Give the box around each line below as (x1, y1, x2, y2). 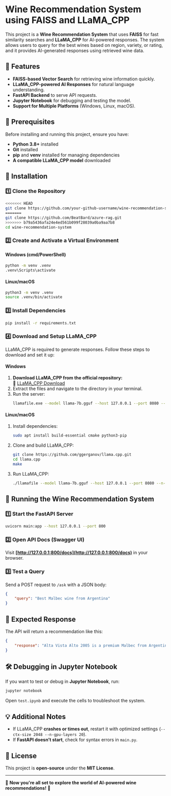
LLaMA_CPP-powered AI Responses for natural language (12, 81, 135, 87)
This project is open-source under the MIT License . (5, 765, 115, 771)
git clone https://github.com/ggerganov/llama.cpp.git (12, 452, 132, 457)
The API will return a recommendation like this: (5, 628, 103, 635)
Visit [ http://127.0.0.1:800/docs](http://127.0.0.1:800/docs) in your (5, 550, 148, 556)
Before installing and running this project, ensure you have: (5, 131, 129, 137)
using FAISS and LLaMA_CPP (5, 14, 130, 26)
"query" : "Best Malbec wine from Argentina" (14, 596, 110, 601)
